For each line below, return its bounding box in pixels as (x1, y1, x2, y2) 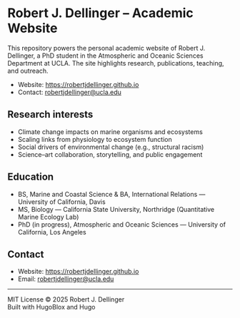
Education (7, 171, 54, 183)
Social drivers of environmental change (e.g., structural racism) (17, 143, 204, 151)
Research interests (7, 108, 94, 120)
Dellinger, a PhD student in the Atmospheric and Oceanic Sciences (7, 51, 204, 60)
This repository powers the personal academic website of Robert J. (7, 43, 206, 52)
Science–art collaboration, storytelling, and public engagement (17, 150, 203, 158)
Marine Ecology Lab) (17, 212, 79, 221)
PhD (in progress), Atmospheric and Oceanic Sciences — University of (17, 220, 226, 229)
